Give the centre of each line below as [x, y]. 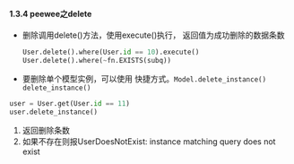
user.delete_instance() [54, 112]
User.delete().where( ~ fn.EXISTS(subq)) [97, 61]
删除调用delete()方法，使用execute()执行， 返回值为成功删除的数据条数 [153, 35]
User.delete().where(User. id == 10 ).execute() [111, 52]
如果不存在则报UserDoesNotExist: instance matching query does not [149, 141]
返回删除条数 [46, 130]
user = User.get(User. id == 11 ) [69, 103]
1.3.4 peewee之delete [51, 13]
